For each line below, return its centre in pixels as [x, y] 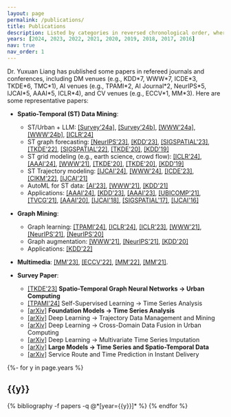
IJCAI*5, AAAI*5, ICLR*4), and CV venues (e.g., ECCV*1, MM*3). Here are [114, 93]
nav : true [21, 45]
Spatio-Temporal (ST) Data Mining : [68, 113]
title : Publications [37, 26]
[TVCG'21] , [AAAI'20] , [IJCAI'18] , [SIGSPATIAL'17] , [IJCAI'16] [113, 200]
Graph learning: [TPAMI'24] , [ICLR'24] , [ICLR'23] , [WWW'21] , [114, 227]
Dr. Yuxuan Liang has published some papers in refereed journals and [106, 71]
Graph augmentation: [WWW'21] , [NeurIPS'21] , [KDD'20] [108, 241]
